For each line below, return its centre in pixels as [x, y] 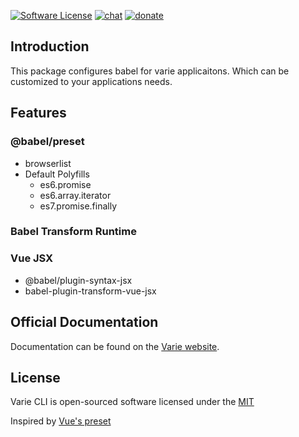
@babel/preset [47, 142]
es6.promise [65, 184]
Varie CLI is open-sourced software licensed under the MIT [132, 402]
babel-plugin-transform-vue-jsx [90, 291]
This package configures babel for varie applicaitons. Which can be [150, 71]
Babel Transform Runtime [73, 232]
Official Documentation [84, 322]
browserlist [48, 163]
